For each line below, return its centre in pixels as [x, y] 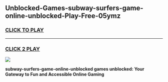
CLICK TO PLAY [24, 30]
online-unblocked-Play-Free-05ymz [63, 16]
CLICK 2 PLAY [22, 49]
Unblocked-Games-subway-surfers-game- [74, 8]
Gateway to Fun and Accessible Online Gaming [55, 74]
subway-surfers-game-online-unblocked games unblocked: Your [75, 69]
